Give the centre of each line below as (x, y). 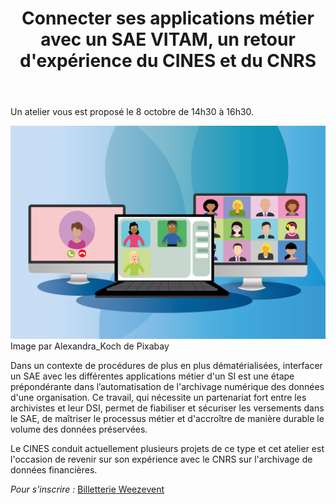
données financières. (54, 469)
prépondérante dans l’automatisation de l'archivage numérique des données (167, 386)
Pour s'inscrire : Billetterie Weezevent (87, 489)
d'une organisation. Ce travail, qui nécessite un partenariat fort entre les (158, 397)
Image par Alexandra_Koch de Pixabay (90, 346)
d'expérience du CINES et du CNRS (168, 61)
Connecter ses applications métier (168, 18)
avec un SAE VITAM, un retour (168, 39)
